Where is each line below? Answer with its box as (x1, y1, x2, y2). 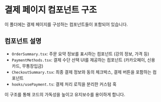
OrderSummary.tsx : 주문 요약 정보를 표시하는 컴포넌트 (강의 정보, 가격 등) (11, 51, 149, 56)
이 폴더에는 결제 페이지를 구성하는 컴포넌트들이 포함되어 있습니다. (4, 21, 128, 27)
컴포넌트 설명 (4, 37, 42, 45)
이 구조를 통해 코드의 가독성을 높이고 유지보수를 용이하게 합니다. (4, 91, 125, 97)
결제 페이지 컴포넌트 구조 (4, 4, 97, 16)
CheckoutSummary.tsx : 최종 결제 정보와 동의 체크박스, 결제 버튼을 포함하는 (11, 69, 152, 75)
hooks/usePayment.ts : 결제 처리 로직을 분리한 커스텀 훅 (11, 81, 117, 87)
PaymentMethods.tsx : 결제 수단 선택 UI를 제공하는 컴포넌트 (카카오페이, (11, 57, 146, 63)
